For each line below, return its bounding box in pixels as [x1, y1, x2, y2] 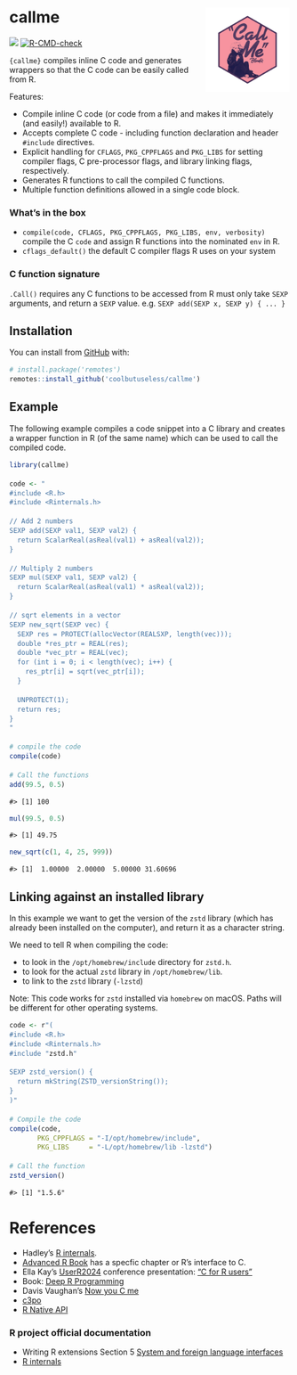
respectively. [21, 165, 69, 176]
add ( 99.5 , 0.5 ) [9, 780, 66, 789]
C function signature [9, 268, 100, 281]
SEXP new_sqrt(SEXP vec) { [9, 620, 109, 629]
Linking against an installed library [9, 889, 205, 904]
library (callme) [9, 460, 69, 470]
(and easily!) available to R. [21, 118, 122, 128]
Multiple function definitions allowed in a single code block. [21, 184, 240, 194]
